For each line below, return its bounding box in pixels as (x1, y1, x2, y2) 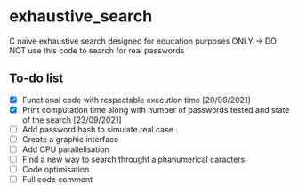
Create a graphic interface (21, 133, 119, 144)
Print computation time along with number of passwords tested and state (21, 104, 290, 115)
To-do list (9, 71, 64, 86)
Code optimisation (21, 164, 90, 175)
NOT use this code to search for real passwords (9, 44, 185, 55)
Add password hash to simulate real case (21, 124, 173, 134)
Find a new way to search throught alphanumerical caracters (21, 154, 246, 165)
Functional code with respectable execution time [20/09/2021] (21, 94, 251, 105)
